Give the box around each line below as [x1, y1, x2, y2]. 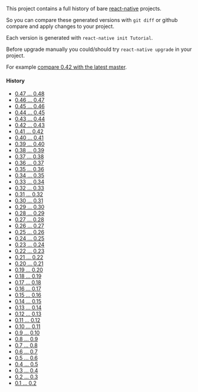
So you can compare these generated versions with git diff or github [6, 17, 178, 23]
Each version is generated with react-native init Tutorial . [6, 34, 153, 41]
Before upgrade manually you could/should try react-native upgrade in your [6, 46, 192, 53]
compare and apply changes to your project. [6, 23, 115, 30]
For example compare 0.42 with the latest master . [6, 63, 127, 70]
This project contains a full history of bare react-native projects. [6, 5, 161, 12]
